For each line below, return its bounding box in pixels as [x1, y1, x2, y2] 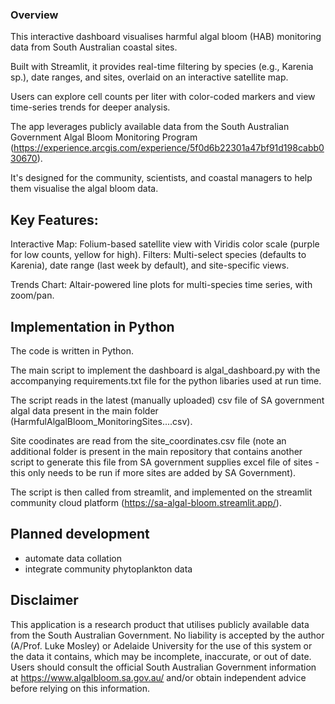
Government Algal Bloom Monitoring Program [10, 131, 198, 143]
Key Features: [10, 211, 99, 228]
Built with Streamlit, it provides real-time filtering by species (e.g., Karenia [10, 61, 314, 73]
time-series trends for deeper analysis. [10, 101, 171, 113]
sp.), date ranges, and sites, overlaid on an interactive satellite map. [10, 71, 289, 83]
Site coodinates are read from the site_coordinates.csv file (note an [10, 434, 287, 447]
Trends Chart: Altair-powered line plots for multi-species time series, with [10, 279, 313, 291]
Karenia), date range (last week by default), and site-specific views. [10, 259, 290, 272]
